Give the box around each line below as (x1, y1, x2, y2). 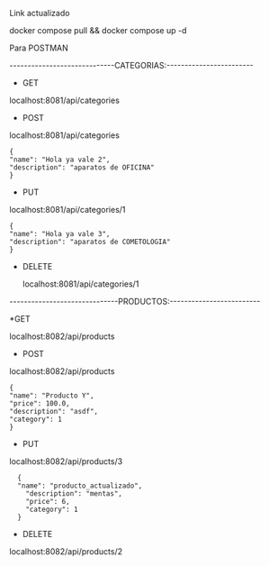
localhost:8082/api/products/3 (9, 456, 123, 467)
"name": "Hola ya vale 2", (9, 155, 111, 164)
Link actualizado (9, 8, 70, 18)
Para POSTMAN (9, 42, 69, 53)
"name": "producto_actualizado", (17, 481, 143, 490)
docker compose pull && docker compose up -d (9, 25, 187, 35)
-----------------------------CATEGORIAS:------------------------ (9, 60, 254, 70)
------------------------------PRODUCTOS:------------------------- (9, 297, 261, 306)
